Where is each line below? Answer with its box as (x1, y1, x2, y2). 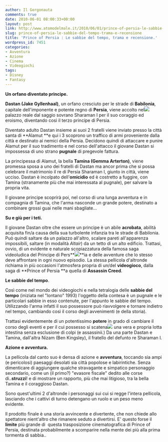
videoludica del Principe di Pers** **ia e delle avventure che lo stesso (5, 252, 153, 258)
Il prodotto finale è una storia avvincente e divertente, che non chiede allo (5, 410, 157, 416)
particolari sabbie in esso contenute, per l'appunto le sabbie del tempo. (5, 298, 152, 304)
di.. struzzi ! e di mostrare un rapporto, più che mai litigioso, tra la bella (5, 375, 149, 381)
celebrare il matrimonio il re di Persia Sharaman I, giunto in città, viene (5, 168, 149, 174)
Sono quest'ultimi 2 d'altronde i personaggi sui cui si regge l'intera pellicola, (5, 390, 161, 396)
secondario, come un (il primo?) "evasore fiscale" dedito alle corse (5, 370, 143, 376)
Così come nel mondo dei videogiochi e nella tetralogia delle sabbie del (5, 287, 152, 293)
